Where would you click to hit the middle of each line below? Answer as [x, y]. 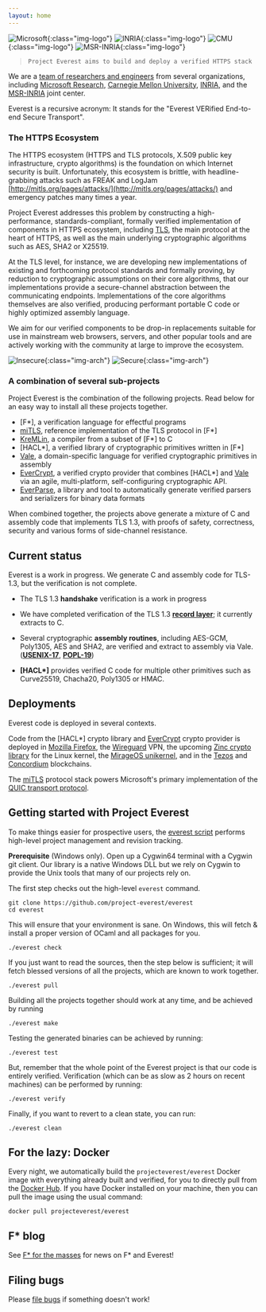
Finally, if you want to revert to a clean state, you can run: [102, 1113]
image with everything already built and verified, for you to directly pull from [133, 1180]
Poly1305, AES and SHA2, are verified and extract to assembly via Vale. [137, 646]
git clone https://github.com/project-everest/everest [101, 903]
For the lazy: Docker [59, 1152]
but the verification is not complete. [79, 584]
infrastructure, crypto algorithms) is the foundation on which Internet [121, 163]
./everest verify [37, 1099]
